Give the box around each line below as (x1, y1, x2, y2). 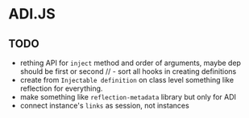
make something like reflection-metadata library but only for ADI (19, 92, 236, 101)
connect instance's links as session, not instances (19, 101, 189, 110)
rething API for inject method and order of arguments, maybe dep (19, 58, 242, 67)
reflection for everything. (19, 83, 103, 93)
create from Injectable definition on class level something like (19, 75, 234, 84)
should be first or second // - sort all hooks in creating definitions (19, 67, 237, 76)
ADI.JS (8, 5, 56, 23)
